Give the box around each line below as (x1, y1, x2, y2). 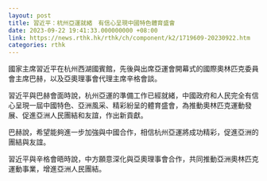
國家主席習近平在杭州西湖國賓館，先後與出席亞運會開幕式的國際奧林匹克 (8, 64, 245, 74)
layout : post (8, 11, 52, 20)
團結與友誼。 (8, 137, 50, 147)
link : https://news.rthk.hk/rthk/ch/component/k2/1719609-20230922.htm (8, 33, 250, 42)
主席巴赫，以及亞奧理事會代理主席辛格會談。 (14, 74, 161, 83)
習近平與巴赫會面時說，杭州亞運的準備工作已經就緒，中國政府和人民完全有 (8, 90, 252, 100)
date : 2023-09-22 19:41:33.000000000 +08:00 (8, 26, 158, 34)
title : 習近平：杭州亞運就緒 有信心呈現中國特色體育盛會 (8, 19, 176, 27)
